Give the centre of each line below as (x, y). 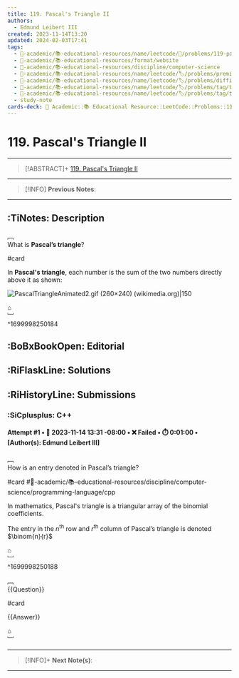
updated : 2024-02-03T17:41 (47, 41)
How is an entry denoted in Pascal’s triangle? (73, 467)
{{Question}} (26, 589)
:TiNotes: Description (56, 218)
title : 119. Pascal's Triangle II (59, 14)
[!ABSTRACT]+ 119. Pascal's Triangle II (81, 168)
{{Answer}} (24, 617)
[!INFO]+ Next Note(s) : (59, 660)
